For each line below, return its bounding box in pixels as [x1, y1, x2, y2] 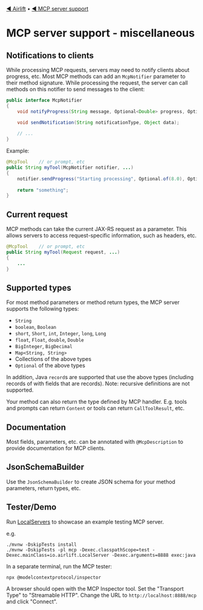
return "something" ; [17, 187, 69, 193]
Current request [6, 209, 68, 219]
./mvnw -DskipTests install [6, 541, 77, 548]
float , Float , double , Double [14, 336, 85, 343]
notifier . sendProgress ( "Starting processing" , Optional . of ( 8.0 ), [17, 175, 185, 182]
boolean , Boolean [14, 323, 57, 331]
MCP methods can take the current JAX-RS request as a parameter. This [6, 226, 187, 233]
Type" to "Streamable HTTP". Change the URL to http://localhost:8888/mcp [6, 591, 197, 599]
